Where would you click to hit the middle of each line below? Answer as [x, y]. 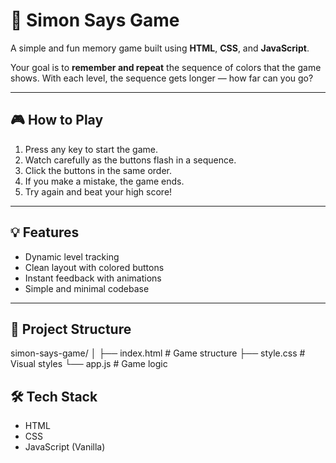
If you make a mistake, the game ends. [104, 181]
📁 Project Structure [71, 329]
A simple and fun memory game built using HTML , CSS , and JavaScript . [160, 48]
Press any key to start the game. [91, 149]
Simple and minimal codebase [87, 288]
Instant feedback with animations [93, 278]
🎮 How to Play [57, 120]
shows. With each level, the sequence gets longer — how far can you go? [162, 78]
